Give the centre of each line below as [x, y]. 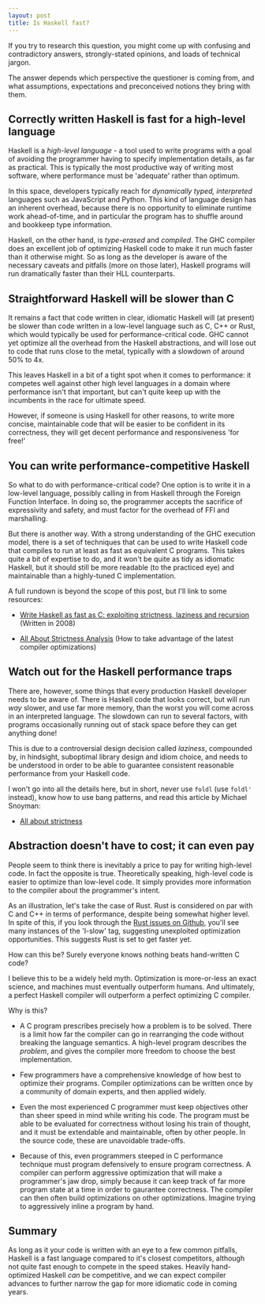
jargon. [20, 62]
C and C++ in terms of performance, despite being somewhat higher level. [129, 914]
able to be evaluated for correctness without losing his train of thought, [135, 1124]
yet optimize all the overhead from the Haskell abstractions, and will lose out [132, 343]
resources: [26, 599]
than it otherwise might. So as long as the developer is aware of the [118, 257]
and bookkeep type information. [60, 225]
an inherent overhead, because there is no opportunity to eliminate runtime [130, 208]
